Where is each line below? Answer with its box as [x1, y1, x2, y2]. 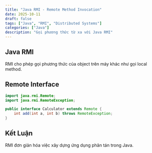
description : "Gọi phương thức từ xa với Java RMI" [5, 30, 113, 35]
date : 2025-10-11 [5, 12, 41, 17]
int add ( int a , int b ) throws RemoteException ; [14, 111, 113, 116]
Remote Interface [5, 80, 59, 88]
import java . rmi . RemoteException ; [5, 98, 76, 103]
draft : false [5, 16, 32, 21]
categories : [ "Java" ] [5, 25, 50, 30]
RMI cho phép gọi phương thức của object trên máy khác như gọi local [5, 61, 147, 66]
